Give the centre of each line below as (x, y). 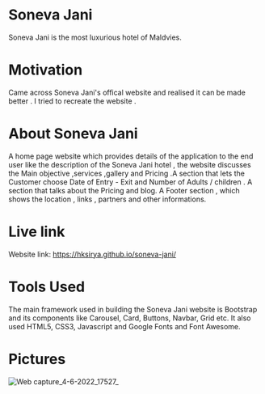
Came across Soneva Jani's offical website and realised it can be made (127, 92)
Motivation (46, 70)
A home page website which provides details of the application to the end (131, 156)
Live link (37, 231)
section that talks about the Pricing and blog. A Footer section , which (124, 190)
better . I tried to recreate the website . (72, 101)
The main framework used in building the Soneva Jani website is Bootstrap (133, 309)
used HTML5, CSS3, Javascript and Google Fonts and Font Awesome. (124, 326)
